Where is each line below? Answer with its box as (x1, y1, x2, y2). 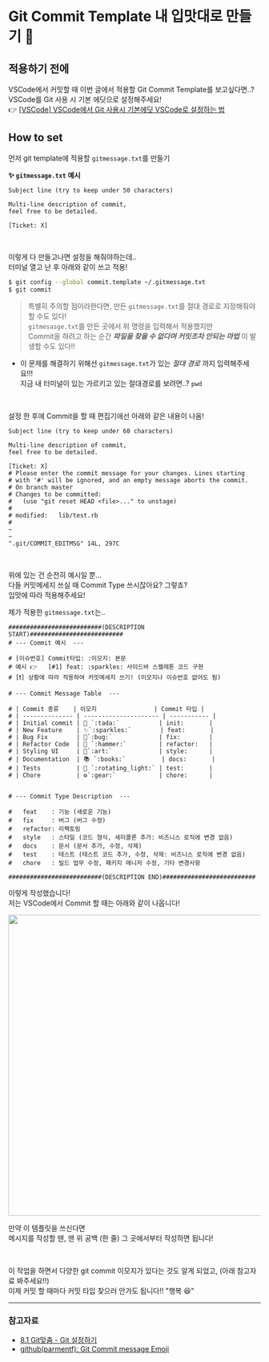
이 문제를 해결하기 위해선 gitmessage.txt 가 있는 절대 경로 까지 (19, 358, 216, 368)
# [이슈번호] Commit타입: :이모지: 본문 (8, 654, 126, 662)
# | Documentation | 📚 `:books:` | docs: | (8, 755, 216, 763)
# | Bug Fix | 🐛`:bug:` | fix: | (8, 733, 214, 741)
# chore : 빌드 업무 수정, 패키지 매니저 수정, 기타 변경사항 (8, 859, 201, 867)
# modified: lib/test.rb (8, 511, 98, 519)
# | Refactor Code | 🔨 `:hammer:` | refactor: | (8, 740, 214, 748)
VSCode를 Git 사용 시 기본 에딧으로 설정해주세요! (8, 95, 163, 104)
